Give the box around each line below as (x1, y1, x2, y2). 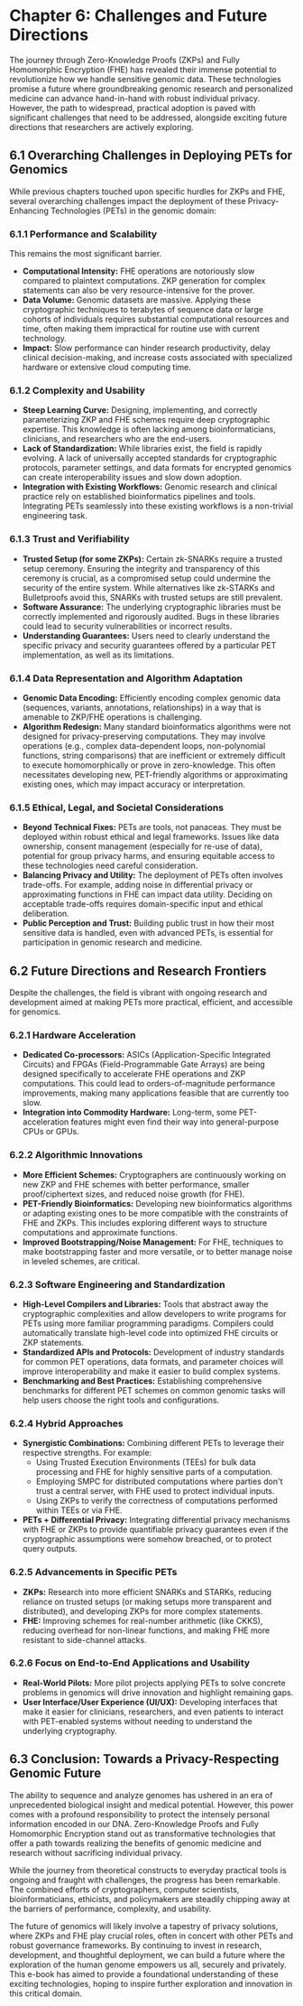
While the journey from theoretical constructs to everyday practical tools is (9, 1864, 287, 1875)
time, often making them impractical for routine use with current (22, 323, 260, 334)
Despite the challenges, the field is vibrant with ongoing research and (9, 987, 268, 998)
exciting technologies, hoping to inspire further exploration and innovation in (9, 1978, 293, 1989)
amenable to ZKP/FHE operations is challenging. (22, 711, 203, 723)
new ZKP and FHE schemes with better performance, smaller (22, 1179, 250, 1190)
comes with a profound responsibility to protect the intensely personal (9, 1808, 271, 1820)
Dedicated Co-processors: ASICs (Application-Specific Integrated (22, 1050, 271, 1060)
